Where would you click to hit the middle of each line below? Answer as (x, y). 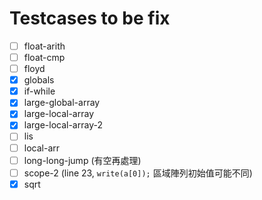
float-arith (44, 46)
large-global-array (62, 103)
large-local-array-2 (63, 125)
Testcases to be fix (90, 18)
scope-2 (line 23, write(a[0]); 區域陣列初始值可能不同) (138, 173)
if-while (39, 91)
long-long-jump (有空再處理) (82, 160)
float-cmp (44, 57)
